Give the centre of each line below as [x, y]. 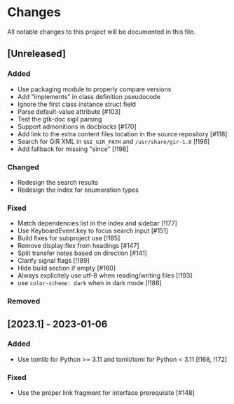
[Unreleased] [37, 54]
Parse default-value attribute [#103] [69, 111]
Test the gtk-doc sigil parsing [60, 119]
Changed [23, 167]
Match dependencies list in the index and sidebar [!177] [97, 223]
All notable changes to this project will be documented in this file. [102, 32]
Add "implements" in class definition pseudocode [89, 96]
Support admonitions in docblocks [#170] [77, 126]
